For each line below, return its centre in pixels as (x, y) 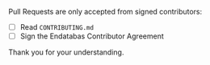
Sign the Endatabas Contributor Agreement (92, 36)
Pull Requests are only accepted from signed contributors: (105, 12)
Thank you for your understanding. (66, 52)
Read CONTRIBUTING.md (57, 27)
